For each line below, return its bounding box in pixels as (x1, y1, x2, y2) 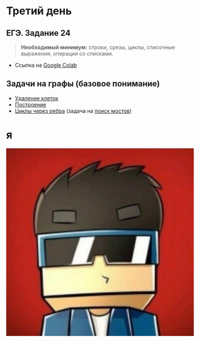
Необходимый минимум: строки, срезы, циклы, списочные (20, 43, 176, 51)
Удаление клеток (14, 94, 58, 102)
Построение (14, 101, 46, 108)
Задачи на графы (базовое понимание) (6, 79, 160, 89)
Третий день (6, 4, 72, 18)
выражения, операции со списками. (20, 50, 114, 57)
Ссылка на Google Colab (14, 61, 77, 69)
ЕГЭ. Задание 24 (6, 28, 71, 38)
